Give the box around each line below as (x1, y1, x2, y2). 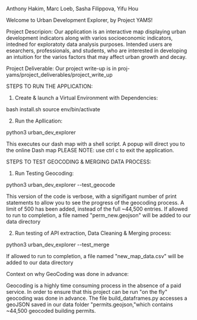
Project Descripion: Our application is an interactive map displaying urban (6, 28, 186, 35)
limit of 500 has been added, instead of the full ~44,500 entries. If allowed (6, 205, 188, 212)
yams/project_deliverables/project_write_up (6, 71, 113, 78)
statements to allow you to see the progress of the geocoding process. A (6, 199, 185, 206)
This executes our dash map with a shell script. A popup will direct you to (6, 140, 185, 148)
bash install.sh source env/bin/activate (6, 106, 101, 112)
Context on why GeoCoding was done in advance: (6, 271, 129, 277)
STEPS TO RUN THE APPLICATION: (6, 83, 93, 90)
